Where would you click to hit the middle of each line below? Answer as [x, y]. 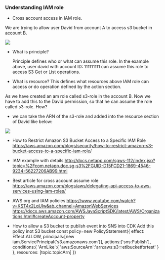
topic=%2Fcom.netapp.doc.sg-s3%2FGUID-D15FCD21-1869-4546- [81, 166]
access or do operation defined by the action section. [67, 87]
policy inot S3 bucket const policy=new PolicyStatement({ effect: [78, 231]
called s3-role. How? [26, 107]
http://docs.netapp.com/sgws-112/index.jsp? [110, 161]
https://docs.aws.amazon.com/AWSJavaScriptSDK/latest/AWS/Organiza [86, 211]
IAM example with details [38, 161]
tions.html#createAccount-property [48, 217]
